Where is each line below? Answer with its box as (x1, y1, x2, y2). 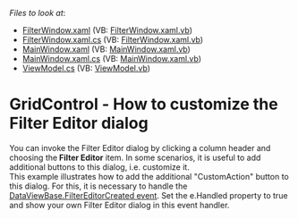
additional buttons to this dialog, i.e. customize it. (9, 161, 190, 173)
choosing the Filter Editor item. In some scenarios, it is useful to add (9, 152, 261, 163)
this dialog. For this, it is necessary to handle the (9, 181, 188, 191)
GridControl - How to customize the (9, 94, 279, 114)
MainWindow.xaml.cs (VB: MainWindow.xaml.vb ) (21, 54, 202, 63)
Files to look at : (9, 8, 66, 18)
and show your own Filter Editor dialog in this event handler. (9, 199, 230, 210)
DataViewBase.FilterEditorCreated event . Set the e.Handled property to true (9, 190, 288, 200)
